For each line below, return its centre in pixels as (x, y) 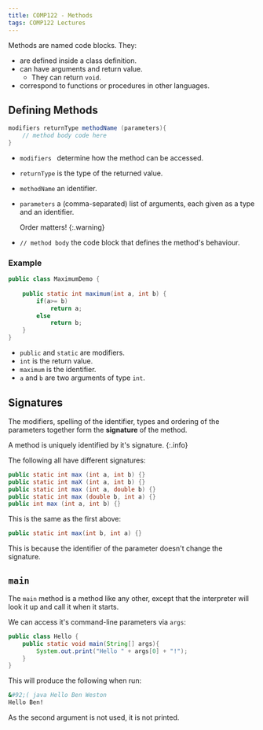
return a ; (66, 308)
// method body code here (65, 136)
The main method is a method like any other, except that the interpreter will (129, 598)
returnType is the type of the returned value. (91, 173)
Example (25, 263)
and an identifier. (47, 212)
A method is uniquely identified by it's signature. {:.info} (98, 444)
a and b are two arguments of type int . (82, 378)
